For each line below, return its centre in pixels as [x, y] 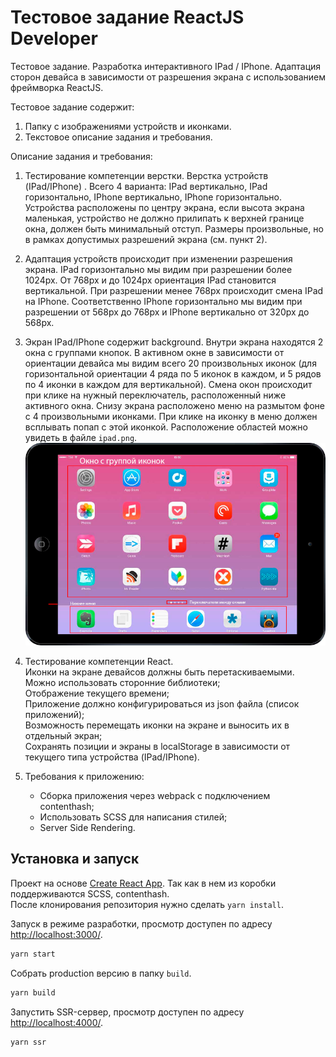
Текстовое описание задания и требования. [118, 137]
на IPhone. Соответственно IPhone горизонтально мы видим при [163, 301]
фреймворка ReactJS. [57, 87]
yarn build [33, 992]
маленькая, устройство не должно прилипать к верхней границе [164, 218]
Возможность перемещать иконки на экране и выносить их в [157, 725]
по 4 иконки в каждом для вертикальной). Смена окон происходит [168, 384]
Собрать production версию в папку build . [101, 973]
